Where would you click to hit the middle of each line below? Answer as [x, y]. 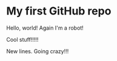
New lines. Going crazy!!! [38, 51]
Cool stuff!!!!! [22, 39]
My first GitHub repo [59, 11]
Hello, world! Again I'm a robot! [45, 28]
